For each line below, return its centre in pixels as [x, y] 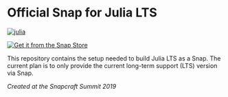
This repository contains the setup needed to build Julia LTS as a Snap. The [114, 58]
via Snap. [20, 73]
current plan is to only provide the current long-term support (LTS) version [112, 65]
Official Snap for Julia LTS [82, 13]
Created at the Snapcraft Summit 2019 [62, 86]
